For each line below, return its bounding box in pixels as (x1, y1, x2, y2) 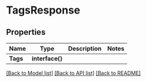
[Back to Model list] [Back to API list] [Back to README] (6, 70, 141, 77)
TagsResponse (6, 4, 81, 17)
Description (68, 45, 102, 53)
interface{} (31, 54, 63, 63)
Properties (6, 27, 46, 37)
